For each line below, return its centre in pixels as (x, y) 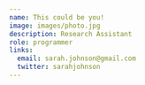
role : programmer (41, 42)
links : (21, 50)
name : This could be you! (57, 17)
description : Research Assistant (71, 34)
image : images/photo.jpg (55, 26)
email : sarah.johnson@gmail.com (77, 58)
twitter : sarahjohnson (59, 67)
